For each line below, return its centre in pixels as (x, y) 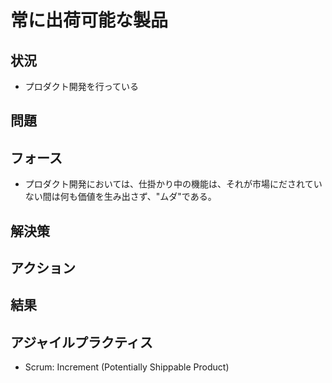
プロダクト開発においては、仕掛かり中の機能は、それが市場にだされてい (173, 184)
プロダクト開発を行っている (82, 86)
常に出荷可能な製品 (89, 20)
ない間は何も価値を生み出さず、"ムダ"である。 (120, 197)
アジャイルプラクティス (81, 342)
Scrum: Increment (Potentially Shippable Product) (127, 367)
